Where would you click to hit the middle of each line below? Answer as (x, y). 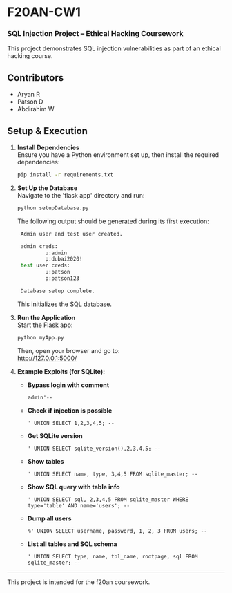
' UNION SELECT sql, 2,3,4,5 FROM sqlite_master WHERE (108, 499)
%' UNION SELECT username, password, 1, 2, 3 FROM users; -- (117, 531)
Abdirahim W (36, 109)
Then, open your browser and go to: (68, 350)
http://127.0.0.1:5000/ (47, 358)
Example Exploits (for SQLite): (61, 371)
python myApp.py (40, 337)
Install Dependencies (48, 148)
